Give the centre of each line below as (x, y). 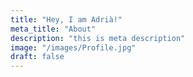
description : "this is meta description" (98, 38)
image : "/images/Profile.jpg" (73, 47)
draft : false (37, 57)
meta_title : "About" (53, 29)
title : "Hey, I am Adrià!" (66, 19)
